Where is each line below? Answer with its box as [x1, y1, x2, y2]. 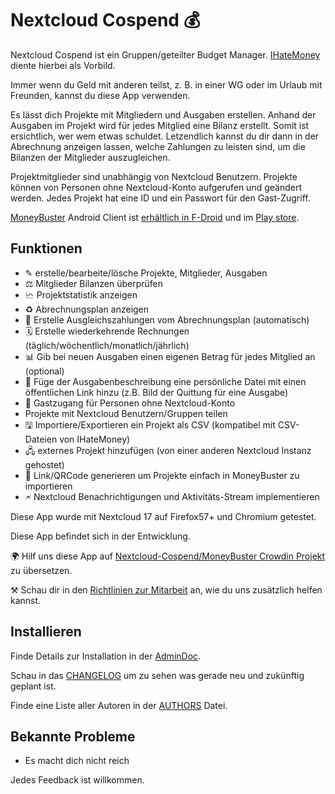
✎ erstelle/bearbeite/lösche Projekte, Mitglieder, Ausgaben [24, 267, 268, 279]
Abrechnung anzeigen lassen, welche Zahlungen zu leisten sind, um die [10, 140, 306, 152]
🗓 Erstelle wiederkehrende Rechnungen [24, 325, 190, 337]
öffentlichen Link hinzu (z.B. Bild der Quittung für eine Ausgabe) [24, 386, 289, 398]
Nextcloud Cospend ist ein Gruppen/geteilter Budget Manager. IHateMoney [10, 48, 321, 61]
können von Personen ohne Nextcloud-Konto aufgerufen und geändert [10, 181, 302, 193]
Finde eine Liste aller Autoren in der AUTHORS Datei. [10, 699, 228, 711]
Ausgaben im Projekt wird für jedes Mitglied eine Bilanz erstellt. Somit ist [10, 119, 310, 131]
